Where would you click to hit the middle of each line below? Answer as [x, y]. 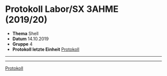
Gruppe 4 [22, 44]
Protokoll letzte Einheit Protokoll [46, 49]
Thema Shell [25, 33]
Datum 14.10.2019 [30, 39]
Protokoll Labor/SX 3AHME [62, 9]
